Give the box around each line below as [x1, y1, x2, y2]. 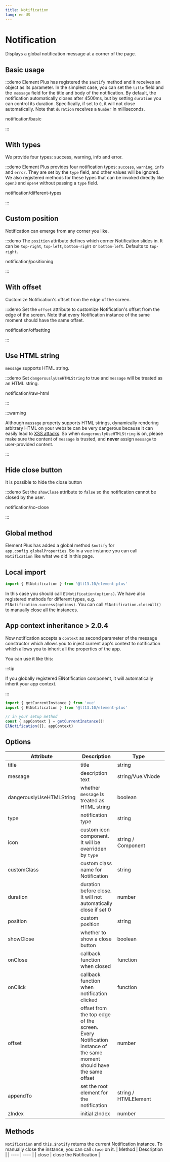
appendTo [8, 1092, 32, 1099]
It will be [80, 839, 100, 846]
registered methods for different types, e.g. [5, 595, 95, 602]
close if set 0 [80, 906, 111, 913]
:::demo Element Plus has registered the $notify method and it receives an [5, 79, 161, 85]
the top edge [80, 1011, 111, 1018]
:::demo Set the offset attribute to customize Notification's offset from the [5, 306, 160, 312]
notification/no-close [5, 504, 49, 511]
